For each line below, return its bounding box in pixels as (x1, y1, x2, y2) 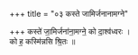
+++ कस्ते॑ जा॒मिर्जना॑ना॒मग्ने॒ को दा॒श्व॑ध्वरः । (9, 27, 131, 36)
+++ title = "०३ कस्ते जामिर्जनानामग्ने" (9, 9, 129, 19)
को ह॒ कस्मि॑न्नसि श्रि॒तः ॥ (9, 36, 76, 46)
